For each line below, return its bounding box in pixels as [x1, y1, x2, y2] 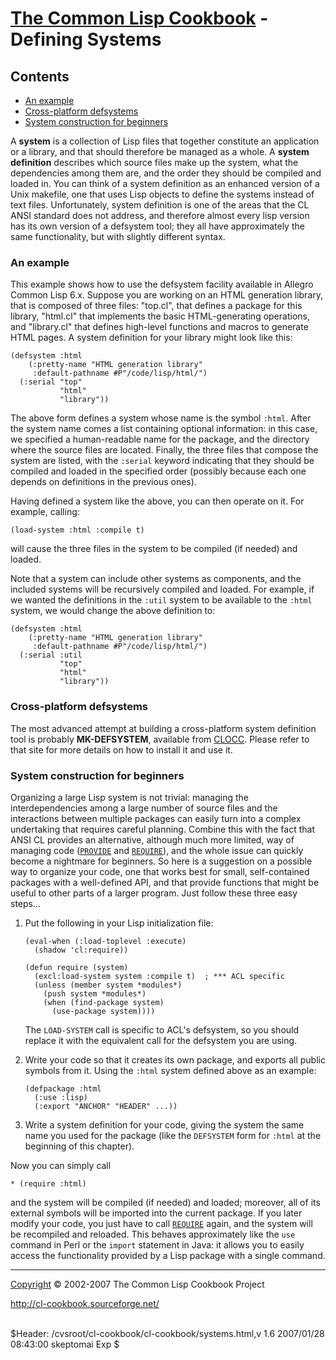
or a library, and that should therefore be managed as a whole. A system [10, 146, 310, 157]
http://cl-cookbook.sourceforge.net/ [10, 1297, 160, 1309]
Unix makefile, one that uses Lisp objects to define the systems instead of [10, 188, 315, 200]
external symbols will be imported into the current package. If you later [10, 1207, 303, 1219]
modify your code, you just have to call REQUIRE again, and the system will [10, 1217, 313, 1229]
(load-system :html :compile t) [10, 525, 145, 536]
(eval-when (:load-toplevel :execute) [24, 936, 187, 946]
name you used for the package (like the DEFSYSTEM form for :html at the [24, 1129, 322, 1141]
